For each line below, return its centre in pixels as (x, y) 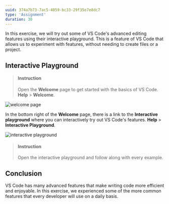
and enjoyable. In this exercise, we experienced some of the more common (83, 191)
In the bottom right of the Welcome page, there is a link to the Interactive (81, 114)
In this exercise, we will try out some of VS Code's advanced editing (76, 34)
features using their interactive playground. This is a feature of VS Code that (84, 39)
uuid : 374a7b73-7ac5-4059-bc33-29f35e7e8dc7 (53, 10)
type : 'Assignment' (26, 15)
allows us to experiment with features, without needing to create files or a (81, 44)
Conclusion (24, 174)
